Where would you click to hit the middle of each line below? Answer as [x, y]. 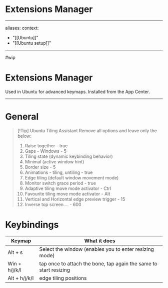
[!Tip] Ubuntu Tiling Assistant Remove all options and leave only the [87, 130]
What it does [100, 241]
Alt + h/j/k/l [21, 278]
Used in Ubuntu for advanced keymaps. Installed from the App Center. [77, 91]
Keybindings [32, 225]
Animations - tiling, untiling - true [59, 172]
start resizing [55, 270]
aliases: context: [22, 28]
